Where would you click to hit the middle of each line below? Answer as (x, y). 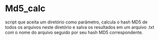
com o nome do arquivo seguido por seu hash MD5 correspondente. (74, 32)
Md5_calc (25, 9)
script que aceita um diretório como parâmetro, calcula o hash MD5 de (76, 22)
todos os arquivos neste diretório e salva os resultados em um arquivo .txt (80, 27)
